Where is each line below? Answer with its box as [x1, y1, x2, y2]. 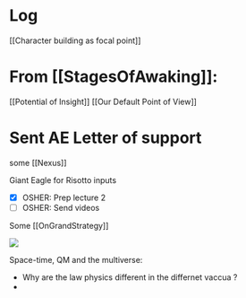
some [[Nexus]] [9, 157, 67, 168]
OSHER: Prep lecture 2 [21, 192, 106, 203]
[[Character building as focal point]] [9, 35, 141, 46]
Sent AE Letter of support [9, 127, 202, 148]
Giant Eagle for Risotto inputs [9, 174, 117, 185]
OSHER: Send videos [21, 202, 100, 213]
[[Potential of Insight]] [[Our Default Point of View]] [9, 96, 197, 107]
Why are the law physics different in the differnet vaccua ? [21, 271, 238, 283]
